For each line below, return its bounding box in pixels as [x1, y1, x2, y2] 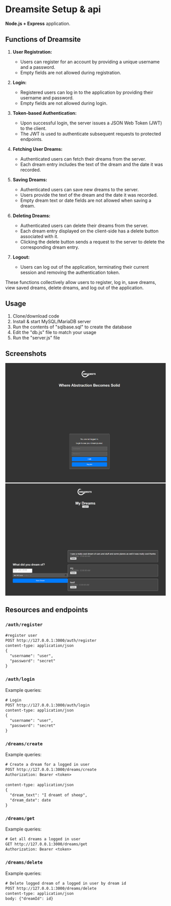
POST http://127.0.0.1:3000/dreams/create [5, 767, 97, 772]
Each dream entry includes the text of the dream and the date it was [20, 161, 163, 167]
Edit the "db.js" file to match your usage [12, 329, 97, 335]
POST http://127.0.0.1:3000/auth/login [5, 703, 90, 708]
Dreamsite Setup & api [5, 4, 101, 15]
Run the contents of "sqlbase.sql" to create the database [12, 324, 132, 330]
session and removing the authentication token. [20, 269, 120, 275]
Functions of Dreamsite [5, 35, 81, 44]
